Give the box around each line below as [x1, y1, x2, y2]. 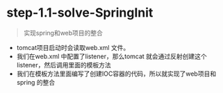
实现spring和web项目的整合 [23, 28, 104, 37]
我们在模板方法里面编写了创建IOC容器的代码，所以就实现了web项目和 [16, 69, 217, 78]
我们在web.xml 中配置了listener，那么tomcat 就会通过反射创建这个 [16, 52, 208, 60]
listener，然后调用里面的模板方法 [16, 60, 112, 69]
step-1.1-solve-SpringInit [6, 5, 154, 21]
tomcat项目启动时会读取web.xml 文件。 [16, 43, 130, 51]
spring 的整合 [16, 78, 56, 86]
